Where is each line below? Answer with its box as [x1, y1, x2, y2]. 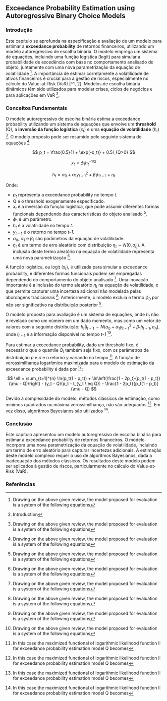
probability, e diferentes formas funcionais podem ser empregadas [5, 270, 142, 276]
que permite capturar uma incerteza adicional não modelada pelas [5, 288, 141, 294]
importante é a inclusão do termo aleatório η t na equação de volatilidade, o [5, 282, 159, 289]
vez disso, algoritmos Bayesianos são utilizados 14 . [5, 407, 110, 414]
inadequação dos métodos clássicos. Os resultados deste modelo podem [5, 457, 156, 463]
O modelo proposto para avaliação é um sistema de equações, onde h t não [5, 311, 159, 319]
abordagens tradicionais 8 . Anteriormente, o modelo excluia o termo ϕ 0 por [5, 294, 159, 302]
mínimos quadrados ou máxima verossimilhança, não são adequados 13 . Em [5, 401, 161, 408]
